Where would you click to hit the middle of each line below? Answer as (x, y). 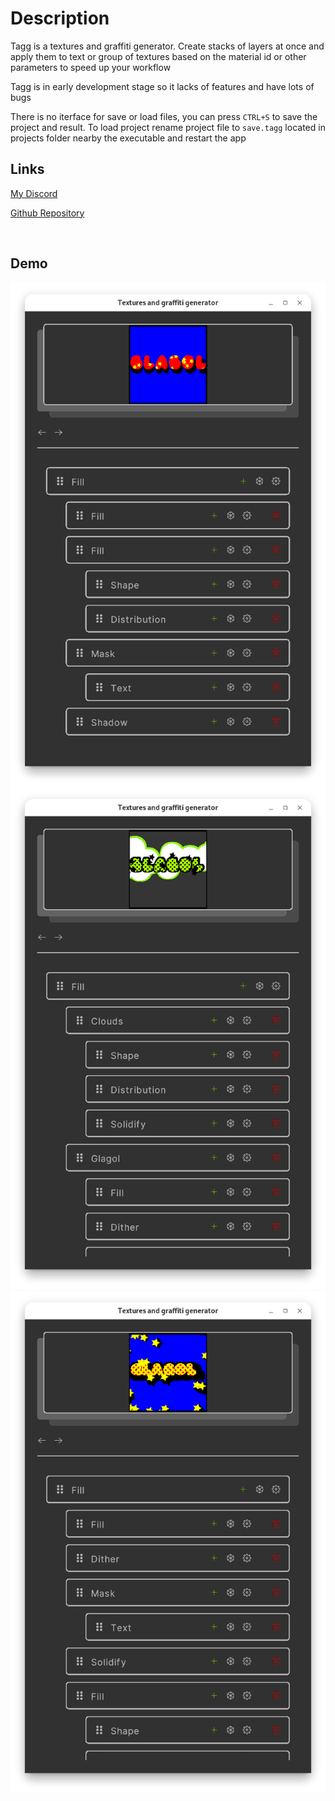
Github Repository (47, 213)
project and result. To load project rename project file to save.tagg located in (168, 127)
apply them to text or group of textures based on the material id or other (158, 56)
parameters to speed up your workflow (91, 67)
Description (60, 18)
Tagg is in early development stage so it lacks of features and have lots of (162, 86)
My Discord (34, 193)
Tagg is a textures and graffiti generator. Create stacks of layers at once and (167, 46)
